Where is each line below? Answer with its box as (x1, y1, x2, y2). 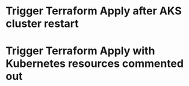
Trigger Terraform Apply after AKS (5, 4, 182, 18)
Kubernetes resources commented (5, 57, 184, 70)
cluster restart (5, 17, 79, 30)
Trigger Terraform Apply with (5, 44, 155, 58)
